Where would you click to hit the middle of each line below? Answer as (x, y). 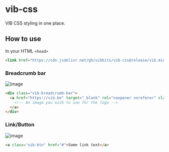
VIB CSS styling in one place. (35, 23)
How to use (23, 39)
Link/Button (20, 125)
